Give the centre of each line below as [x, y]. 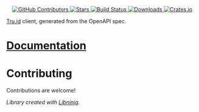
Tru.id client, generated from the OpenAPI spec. [66, 21]
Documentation [47, 46]
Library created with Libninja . [43, 102]
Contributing [39, 74]
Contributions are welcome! [41, 91]
